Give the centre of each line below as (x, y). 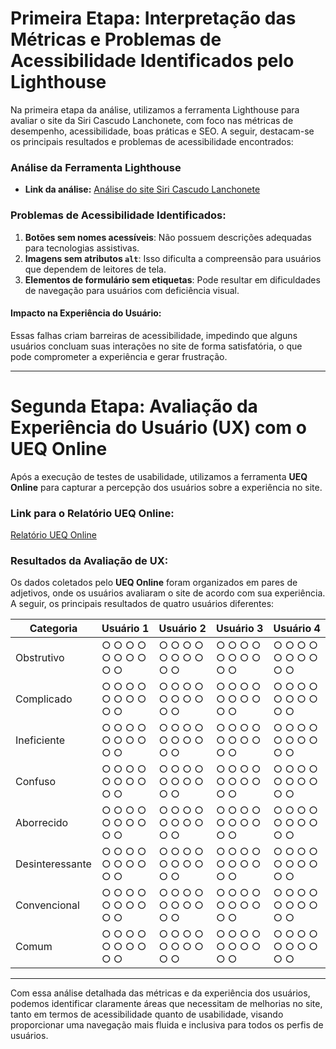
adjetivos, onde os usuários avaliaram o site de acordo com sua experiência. (168, 593)
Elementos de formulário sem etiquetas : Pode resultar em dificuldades (172, 279)
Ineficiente (40, 740)
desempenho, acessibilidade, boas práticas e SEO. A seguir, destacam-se (162, 131)
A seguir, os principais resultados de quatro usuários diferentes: (142, 604)
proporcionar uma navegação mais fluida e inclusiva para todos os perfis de (167, 1025)
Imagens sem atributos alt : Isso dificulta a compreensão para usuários (173, 258)
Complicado (44, 699)
